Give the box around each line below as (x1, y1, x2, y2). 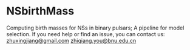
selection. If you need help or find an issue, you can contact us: (6, 30, 165, 37)
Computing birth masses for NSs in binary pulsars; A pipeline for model (6, 24, 185, 31)
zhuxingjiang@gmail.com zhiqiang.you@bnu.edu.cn (6, 37, 137, 44)
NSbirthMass (6, 4, 75, 18)
